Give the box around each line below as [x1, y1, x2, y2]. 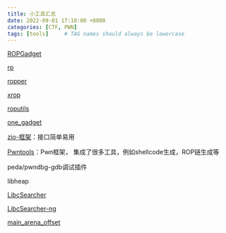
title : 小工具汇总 [7, 10, 56, 18]
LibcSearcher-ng [7, 205, 56, 213]
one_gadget [7, 118, 42, 127]
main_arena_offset [7, 218, 61, 227]
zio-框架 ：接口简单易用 [7, 132, 75, 142]
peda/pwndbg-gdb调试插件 [7, 163, 88, 171]
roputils [7, 104, 30, 113]
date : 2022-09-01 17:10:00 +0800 [7, 17, 106, 24]
